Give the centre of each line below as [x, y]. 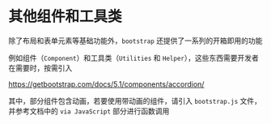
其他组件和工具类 [66, 17]
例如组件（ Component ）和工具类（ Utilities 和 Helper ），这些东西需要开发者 [133, 58]
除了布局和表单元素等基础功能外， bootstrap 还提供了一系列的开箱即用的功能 [135, 41]
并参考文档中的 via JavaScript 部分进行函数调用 [89, 111]
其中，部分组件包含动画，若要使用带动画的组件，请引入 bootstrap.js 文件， [135, 100]
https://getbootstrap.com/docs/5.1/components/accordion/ [106, 84]
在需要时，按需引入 [40, 68]
